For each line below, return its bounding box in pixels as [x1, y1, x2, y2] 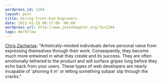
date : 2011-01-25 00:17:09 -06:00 [5, 20, 76, 26]
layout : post [5, 12, 32, 16]
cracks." [5, 73, 22, 79]
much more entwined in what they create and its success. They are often [5, 53, 152, 58]
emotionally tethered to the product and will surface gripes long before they [5, 58, 158, 64]
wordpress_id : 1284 [5, 7, 45, 12]
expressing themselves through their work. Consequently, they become [5, 48, 149, 54]
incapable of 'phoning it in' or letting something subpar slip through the [5, 69, 148, 74]
